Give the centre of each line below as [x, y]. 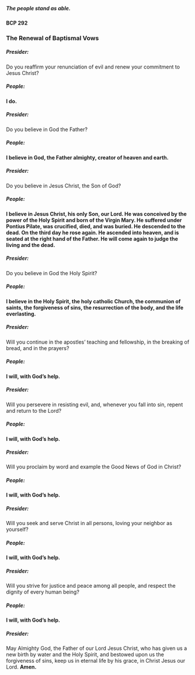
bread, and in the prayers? [38, 348]
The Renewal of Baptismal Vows [53, 38]
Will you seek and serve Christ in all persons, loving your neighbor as [89, 523]
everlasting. [21, 314]
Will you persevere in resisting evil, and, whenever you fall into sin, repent [95, 405]
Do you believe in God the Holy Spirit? [52, 273]
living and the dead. [31, 245]
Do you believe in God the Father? [47, 129]
